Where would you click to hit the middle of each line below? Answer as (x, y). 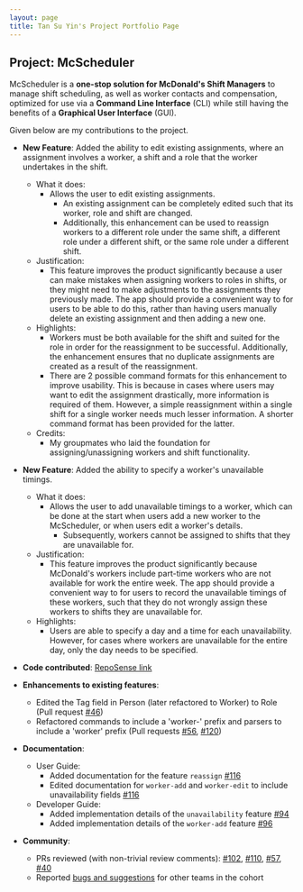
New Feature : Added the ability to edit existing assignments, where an (153, 148)
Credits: (50, 433)
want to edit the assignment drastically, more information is (159, 395)
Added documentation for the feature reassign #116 (145, 776)
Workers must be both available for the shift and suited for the (165, 338)
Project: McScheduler (72, 63)
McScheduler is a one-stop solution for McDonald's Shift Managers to (142, 84)
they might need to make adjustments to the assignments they (165, 290)
